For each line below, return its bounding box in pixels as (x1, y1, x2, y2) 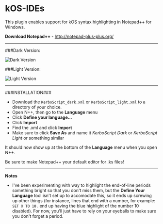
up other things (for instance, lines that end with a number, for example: (12, 197, 156, 204)
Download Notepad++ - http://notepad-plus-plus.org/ (5, 33, 114, 39)
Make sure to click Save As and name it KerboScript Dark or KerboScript (12, 129, 158, 136)
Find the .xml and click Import (12, 125, 72, 130)
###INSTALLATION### (5, 89, 52, 95)
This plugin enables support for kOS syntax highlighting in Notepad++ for (5, 19, 152, 25)
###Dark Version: (5, 47, 40, 53)
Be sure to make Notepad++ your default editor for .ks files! (5, 159, 125, 165)
